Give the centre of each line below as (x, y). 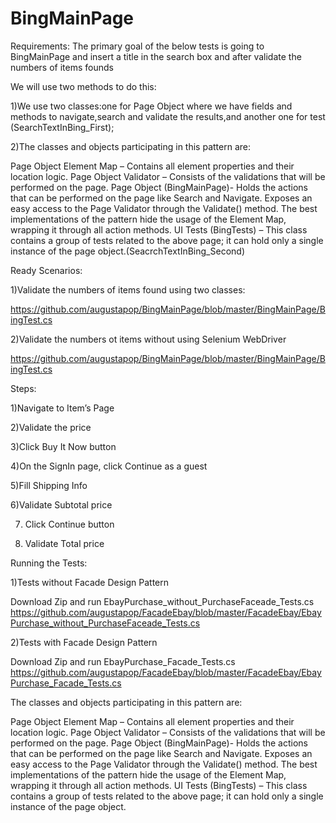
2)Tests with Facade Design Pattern (84, 642)
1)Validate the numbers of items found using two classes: (128, 289)
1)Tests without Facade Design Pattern (90, 582)
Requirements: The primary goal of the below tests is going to (137, 46)
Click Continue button (69, 524)
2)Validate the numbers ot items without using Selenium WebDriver (148, 339)
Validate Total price (64, 543)
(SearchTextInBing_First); (62, 127)
